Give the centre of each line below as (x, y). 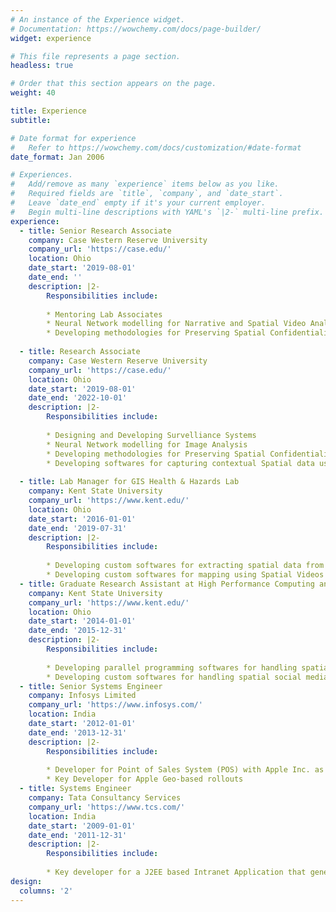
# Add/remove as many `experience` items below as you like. (145, 184)
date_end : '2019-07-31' (78, 528)
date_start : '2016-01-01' (82, 519)
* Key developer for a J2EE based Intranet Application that (176, 872)
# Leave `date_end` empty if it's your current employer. (138, 203)
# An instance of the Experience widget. (98, 19)
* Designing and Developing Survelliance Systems (151, 435)
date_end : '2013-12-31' (78, 732)
